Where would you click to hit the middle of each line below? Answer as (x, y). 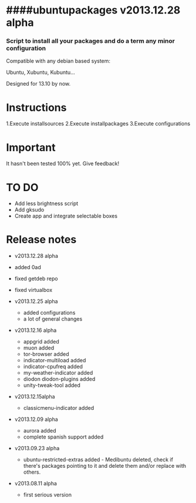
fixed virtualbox (33, 290)
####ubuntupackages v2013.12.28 (93, 10)
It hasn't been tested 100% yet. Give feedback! (63, 164)
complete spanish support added (63, 437)
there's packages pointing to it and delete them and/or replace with (105, 466)
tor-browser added (46, 354)
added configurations (49, 313)
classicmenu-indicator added (59, 408)
